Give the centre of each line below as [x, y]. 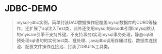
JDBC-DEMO [31, 8]
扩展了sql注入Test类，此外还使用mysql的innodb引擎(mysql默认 [92, 28]
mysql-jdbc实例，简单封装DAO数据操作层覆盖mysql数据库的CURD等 [85, 22]
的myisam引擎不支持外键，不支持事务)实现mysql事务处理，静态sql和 [85, 34]
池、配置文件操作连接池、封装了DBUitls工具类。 [64, 46]
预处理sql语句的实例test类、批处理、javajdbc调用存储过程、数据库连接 [87, 40]
